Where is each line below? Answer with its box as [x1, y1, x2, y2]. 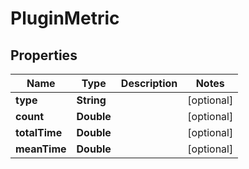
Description [120, 77, 178, 90]
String [76, 93, 107, 107]
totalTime [15, 126, 63, 139]
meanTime [15, 142, 67, 156]
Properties [10, 47, 78, 64]
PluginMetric [10, 7, 120, 30]
